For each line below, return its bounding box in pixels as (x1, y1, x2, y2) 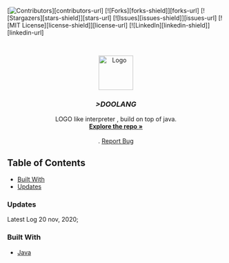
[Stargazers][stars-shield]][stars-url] (7, 14, 112, 22)
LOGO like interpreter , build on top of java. (54, 115, 177, 123)
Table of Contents (7, 157, 86, 169)
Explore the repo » (88, 123, 143, 131)
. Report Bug (98, 137, 134, 145)
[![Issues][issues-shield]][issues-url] (112, 14, 217, 22)
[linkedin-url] (7, 28, 44, 36)
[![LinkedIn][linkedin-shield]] (128, 21, 210, 29)
